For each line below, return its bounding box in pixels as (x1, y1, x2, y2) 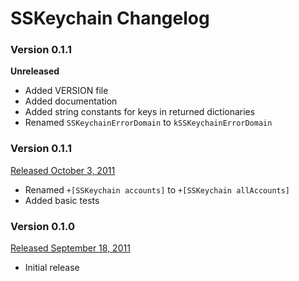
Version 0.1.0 (10, 219, 75, 233)
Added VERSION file (24, 85, 109, 97)
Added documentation (24, 95, 118, 107)
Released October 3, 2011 (10, 164, 116, 176)
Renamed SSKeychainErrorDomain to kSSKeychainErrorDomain (24, 117, 273, 129)
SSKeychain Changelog (10, 7, 210, 30)
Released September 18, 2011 (10, 242, 131, 254)
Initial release (24, 262, 80, 274)
